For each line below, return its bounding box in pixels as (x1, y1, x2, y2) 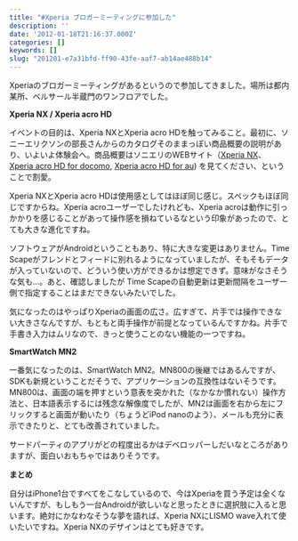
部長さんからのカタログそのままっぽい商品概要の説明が (70, 139, 274, 149)
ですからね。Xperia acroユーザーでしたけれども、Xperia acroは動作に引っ (16, 202, 288, 212)
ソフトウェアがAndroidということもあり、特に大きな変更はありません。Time (9, 243, 290, 254)
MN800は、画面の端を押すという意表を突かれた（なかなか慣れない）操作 (9, 387, 278, 397)
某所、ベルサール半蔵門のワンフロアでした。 (9, 91, 173, 101)
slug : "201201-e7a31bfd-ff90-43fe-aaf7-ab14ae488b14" (9, 54, 213, 63)
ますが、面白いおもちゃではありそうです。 (9, 450, 165, 461)
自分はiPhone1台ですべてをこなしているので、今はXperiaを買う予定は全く (9, 489, 278, 498)
